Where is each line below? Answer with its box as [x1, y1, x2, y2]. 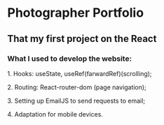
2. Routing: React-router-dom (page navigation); [7, 82, 147, 91]
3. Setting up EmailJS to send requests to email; [7, 96, 146, 105]
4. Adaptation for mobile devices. [7, 110, 104, 118]
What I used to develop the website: [7, 54, 132, 64]
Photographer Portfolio [7, 5, 144, 21]
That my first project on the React [7, 33, 157, 45]
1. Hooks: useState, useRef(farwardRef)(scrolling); [7, 69, 152, 78]
